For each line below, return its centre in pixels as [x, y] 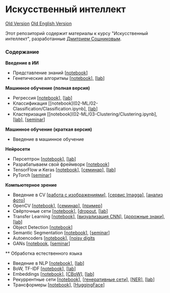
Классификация [30, 103]
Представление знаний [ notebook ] [50, 73]
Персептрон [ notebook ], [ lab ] [44, 159]
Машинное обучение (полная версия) [48, 88]
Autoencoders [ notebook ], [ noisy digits [54, 238]
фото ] [19, 200]
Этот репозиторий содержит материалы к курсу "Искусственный [77, 33]
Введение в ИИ [22, 63]
